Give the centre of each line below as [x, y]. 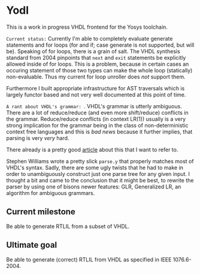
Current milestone [41, 212]
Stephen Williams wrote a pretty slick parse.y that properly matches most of [100, 161]
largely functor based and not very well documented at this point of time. [96, 95]
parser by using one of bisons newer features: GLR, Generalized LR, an [94, 187]
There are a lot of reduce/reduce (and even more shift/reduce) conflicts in [97, 112]
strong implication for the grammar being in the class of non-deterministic [97, 125]
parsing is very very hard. [38, 138]
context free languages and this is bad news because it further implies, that [99, 132]
